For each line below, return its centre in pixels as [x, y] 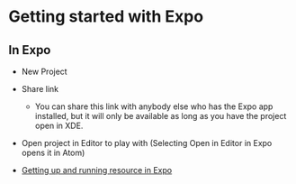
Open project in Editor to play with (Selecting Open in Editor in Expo [147, 143]
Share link [40, 89]
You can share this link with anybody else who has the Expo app [154, 106]
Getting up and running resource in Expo [97, 170]
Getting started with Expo [106, 17]
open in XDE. [59, 125]
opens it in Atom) [53, 152]
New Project [45, 71]
